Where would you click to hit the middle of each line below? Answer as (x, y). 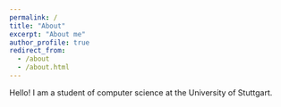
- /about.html (43, 68)
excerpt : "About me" (48, 34)
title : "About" (38, 26)
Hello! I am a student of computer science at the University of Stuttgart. (141, 92)
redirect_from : (38, 51)
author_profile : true (50, 42)
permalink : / (34, 17)
